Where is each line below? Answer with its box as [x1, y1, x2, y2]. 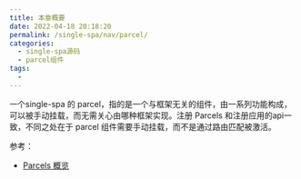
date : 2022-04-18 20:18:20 [9, 22, 112, 31]
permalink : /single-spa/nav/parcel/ [9, 30, 148, 39]
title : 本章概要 [9, 13, 65, 23]
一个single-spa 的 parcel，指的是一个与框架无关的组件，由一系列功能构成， [9, 98, 293, 109]
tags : [9, 65, 30, 74]
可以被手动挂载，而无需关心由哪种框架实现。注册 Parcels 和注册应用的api [9, 110, 285, 121]
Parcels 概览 [22, 160, 70, 171]
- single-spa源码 [17, 47, 81, 56]
